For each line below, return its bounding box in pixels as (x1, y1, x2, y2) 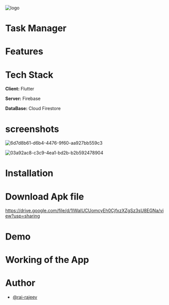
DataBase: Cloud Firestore (5, 106, 61, 112)
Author (5, 277, 35, 289)
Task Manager (5, 23, 67, 34)
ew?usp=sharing (5, 213, 40, 219)
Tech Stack (5, 69, 54, 81)
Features (5, 46, 44, 57)
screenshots (5, 123, 59, 134)
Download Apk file (5, 191, 85, 202)
